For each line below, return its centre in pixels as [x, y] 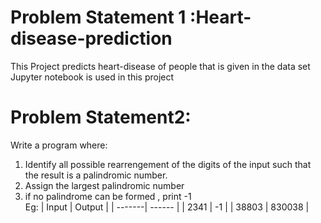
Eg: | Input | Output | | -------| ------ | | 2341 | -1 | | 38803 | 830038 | [167, 207]
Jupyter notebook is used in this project [92, 77]
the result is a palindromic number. [96, 175]
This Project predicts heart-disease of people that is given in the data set [160, 66]
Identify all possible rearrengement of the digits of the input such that [168, 164]
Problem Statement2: [101, 117]
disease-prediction [91, 38]
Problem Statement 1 [98, 17]
